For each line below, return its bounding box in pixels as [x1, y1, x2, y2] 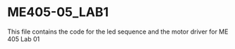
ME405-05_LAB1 [7, 4, 109, 20]
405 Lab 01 [7, 34, 40, 43]
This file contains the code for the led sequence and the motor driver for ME [7, 27, 229, 36]
